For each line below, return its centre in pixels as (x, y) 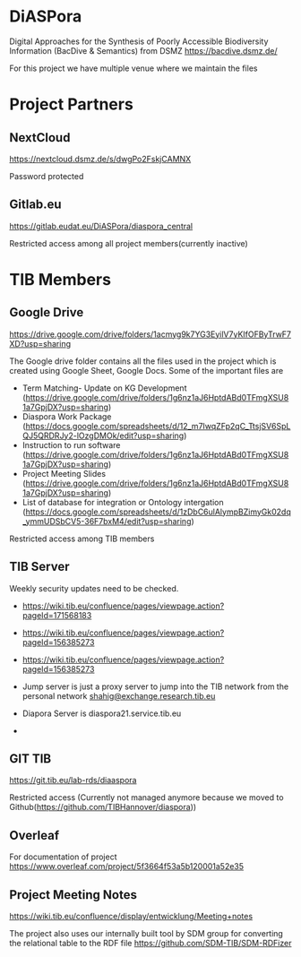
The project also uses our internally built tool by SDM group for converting (146, 933)
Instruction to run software (71, 444)
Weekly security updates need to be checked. (94, 588)
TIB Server (39, 567)
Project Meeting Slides (64, 473)
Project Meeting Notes (73, 895)
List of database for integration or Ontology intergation (123, 502)
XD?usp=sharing (40, 343)
